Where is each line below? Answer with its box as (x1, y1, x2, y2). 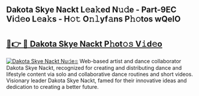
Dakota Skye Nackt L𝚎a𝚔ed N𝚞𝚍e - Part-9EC (6, 5, 177, 15)
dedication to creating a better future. (6, 83, 99, 90)
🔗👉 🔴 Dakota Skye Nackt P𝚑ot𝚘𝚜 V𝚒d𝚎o (6, 39, 163, 49)
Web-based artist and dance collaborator (79, 58, 182, 64)
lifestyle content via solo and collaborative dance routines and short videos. (6, 71, 194, 78)
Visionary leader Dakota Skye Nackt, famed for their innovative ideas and (6, 77, 187, 84)
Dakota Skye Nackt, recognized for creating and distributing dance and (6, 64, 182, 71)
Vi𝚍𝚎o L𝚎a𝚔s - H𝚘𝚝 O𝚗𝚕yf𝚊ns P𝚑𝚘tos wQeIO (6, 14, 181, 24)
